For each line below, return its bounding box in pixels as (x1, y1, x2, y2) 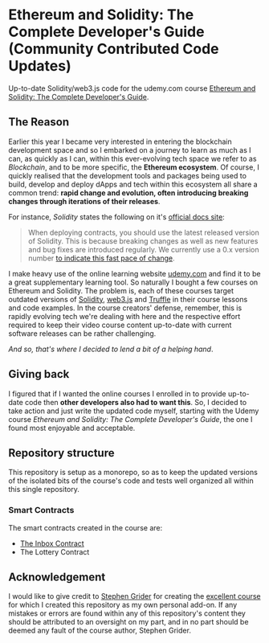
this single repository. (8, 485, 80, 494)
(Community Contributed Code (8, 40, 219, 58)
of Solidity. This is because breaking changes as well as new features (27, 235, 259, 246)
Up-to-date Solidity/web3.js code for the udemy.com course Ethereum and (8, 83, 256, 93)
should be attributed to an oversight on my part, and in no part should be (8, 617, 249, 627)
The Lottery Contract (19, 547, 90, 556)
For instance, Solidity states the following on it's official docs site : (8, 211, 225, 222)
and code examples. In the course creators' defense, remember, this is (8, 303, 243, 313)
